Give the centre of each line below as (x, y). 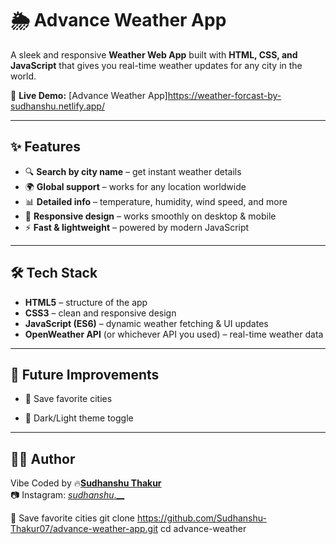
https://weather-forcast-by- (224, 95)
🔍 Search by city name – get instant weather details (133, 171)
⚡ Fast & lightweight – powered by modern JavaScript (137, 227)
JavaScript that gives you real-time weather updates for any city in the (156, 65)
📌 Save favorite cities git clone (72, 518)
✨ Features (45, 147)
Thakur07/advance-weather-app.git (84, 529)
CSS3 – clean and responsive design (100, 313)
